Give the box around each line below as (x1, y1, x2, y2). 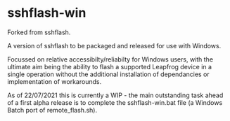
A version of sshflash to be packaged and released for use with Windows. (7, 41, 222, 50)
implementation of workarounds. (7, 77, 102, 85)
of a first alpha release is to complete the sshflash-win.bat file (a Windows (7, 98, 223, 106)
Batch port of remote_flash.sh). (7, 106, 97, 114)
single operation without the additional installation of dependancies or (7, 70, 210, 78)
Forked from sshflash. (7, 28, 71, 36)
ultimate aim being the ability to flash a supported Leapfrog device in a (7, 62, 212, 71)
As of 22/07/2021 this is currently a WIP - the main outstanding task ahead (7, 91, 224, 99)
